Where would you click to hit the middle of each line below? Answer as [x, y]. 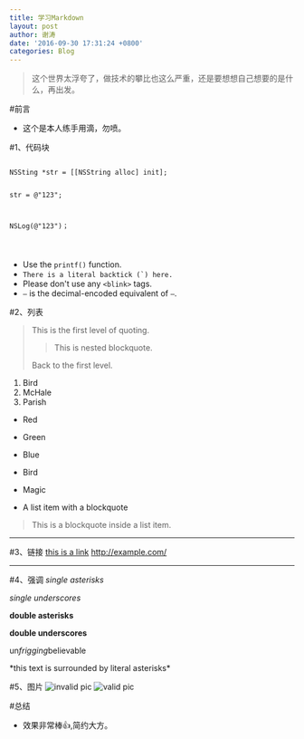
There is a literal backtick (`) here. [98, 274]
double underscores [48, 633]
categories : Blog [42, 52]
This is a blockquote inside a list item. [101, 524]
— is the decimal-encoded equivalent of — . [100, 293]
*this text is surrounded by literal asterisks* [90, 667]
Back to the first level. [72, 365]
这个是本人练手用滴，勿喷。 [74, 129]
